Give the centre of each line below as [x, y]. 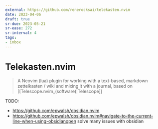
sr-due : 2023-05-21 [25, 24]
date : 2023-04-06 [23, 14]
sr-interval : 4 [21, 33]
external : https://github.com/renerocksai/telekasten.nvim [68, 10]
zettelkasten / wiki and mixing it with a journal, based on [75, 86]
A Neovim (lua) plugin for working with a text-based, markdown [82, 81]
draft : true [17, 19]
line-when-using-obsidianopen [44, 121]
